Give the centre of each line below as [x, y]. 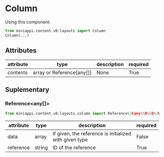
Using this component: [28, 22]
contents [18, 72]
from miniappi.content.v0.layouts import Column [55, 31]
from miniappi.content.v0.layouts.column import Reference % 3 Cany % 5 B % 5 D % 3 [82, 114]
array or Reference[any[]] [62, 72]
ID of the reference [74, 148]
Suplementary [27, 90]
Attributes [21, 51]
